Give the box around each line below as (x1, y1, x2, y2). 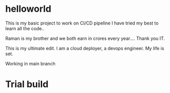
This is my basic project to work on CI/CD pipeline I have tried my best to (5, 20, 159, 26)
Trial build (5, 79, 48, 90)
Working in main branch (5, 60, 56, 66)
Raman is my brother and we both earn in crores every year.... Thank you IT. (5, 35, 165, 41)
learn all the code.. (5, 25, 44, 31)
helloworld (5, 3, 52, 15)
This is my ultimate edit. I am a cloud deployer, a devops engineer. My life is (5, 45, 164, 51)
